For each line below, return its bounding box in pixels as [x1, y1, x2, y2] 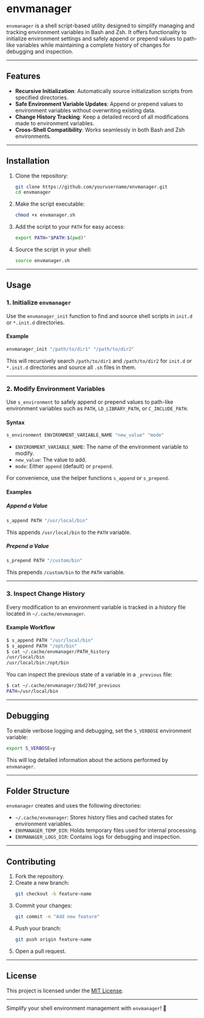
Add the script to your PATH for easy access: [15, 223, 126, 230]
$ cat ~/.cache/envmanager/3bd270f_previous [6, 683, 121, 689]
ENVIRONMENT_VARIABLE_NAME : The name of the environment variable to [15, 443, 188, 451]
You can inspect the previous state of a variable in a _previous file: [6, 671, 173, 678]
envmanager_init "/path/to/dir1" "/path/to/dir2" [6, 346, 135, 352]
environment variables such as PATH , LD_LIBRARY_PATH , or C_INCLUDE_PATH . [6, 405, 189, 412]
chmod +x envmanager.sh [15, 212, 76, 218]
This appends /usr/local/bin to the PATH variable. [6, 528, 132, 536]
